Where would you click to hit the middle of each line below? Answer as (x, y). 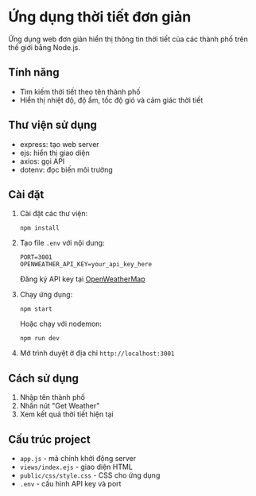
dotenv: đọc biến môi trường (66, 169)
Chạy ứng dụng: (46, 295)
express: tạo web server (59, 144)
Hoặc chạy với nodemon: (60, 324)
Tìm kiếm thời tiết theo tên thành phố (80, 91)
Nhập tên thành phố (52, 397)
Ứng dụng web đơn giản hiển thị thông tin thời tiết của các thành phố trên (128, 39)
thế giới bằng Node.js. (45, 47)
